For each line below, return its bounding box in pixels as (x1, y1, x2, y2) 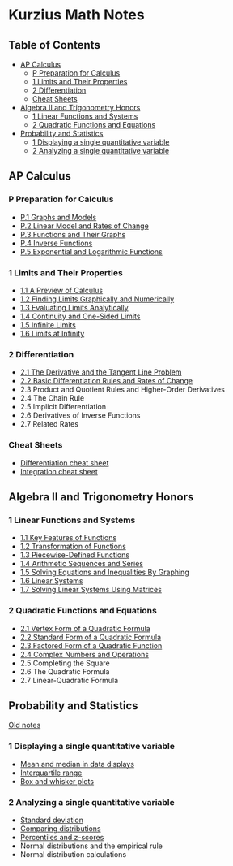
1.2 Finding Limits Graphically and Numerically (19, 294, 175, 304)
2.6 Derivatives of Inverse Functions (19, 410, 141, 420)
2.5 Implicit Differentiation (19, 402, 107, 412)
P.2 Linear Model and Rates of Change (19, 221, 150, 231)
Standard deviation (19, 815, 83, 825)
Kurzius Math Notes (8, 6, 145, 24)
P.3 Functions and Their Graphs (19, 229, 126, 239)
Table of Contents (8, 38, 101, 52)
